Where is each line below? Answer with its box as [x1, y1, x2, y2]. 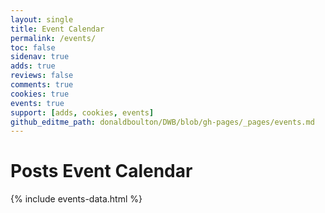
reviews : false [10, 71, 74, 81]
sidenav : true [10, 52, 70, 62]
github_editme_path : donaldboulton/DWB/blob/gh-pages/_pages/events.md [10, 117, 315, 127]
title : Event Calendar [10, 24, 105, 34]
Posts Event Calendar [10, 160, 193, 183]
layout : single [10, 14, 74, 25]
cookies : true [10, 89, 70, 99]
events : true [10, 98, 65, 108]
